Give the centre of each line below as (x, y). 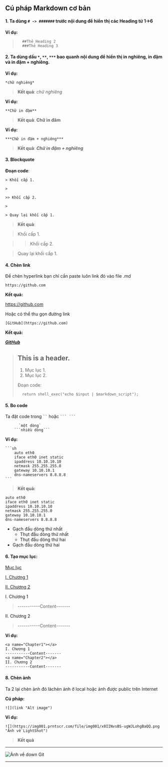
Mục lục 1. (35, 370)
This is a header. (43, 358)
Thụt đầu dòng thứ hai (43, 540)
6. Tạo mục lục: (21, 556)
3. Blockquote (20, 159)
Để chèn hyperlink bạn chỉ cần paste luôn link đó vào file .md (68, 276)
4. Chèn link (18, 265)
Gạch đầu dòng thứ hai (36, 545)
